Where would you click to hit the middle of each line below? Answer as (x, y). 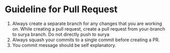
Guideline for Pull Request (61, 9)
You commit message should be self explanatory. (64, 45)
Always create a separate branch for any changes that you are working (87, 23)
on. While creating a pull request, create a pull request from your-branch (89, 29)
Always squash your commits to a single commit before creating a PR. (86, 40)
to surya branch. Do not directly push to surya (61, 34)
